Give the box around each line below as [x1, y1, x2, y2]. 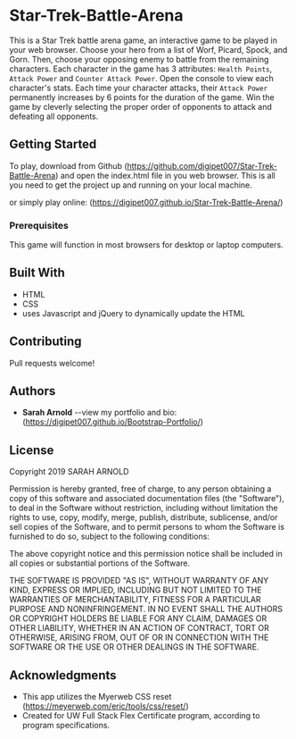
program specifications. [21, 720, 110, 731]
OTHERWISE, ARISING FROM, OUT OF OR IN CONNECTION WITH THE [9, 632, 269, 643]
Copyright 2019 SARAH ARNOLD [9, 466, 129, 477]
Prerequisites [9, 219, 69, 231]
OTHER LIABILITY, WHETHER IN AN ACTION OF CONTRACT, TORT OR [9, 623, 269, 634]
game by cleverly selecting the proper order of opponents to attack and [9, 101, 272, 112]
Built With [9, 265, 65, 281]
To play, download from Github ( [9, 160, 127, 171]
